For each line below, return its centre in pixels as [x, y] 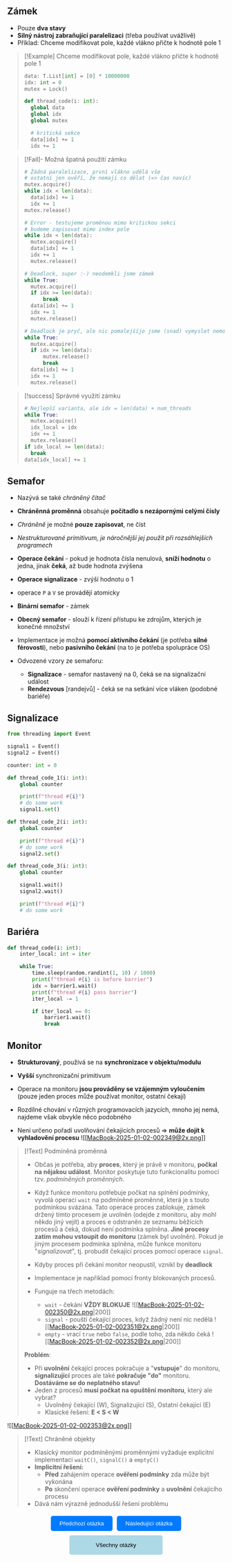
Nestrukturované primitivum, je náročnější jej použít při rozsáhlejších [115, 538]
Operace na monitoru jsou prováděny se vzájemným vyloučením [111, 1089]
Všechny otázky [116, 1545]
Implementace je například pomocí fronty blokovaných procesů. [125, 1277]
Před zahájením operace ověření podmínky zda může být [127, 1474]
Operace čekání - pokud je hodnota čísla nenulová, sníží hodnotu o [114, 559]
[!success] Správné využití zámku [72, 396]
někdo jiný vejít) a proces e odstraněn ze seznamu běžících [119, 1222]
